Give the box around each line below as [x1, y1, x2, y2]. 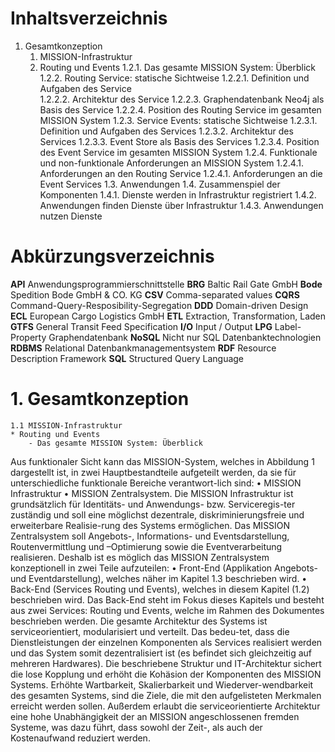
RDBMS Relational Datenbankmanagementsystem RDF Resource [10, 342, 277, 354]
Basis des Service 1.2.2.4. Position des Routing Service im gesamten [39, 103, 322, 116]
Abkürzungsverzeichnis [10, 245, 215, 268]
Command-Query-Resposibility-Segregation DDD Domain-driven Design [10, 299, 309, 311]
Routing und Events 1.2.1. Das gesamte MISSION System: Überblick [39, 61, 317, 73]
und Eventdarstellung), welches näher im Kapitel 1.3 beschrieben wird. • [10, 572, 308, 584]
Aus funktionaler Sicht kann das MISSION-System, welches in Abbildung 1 [10, 455, 315, 467]
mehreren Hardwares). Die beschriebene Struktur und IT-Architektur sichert [10, 657, 322, 669]
